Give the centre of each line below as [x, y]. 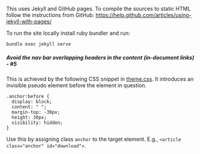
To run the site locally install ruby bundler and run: [68, 33]
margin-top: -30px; [36, 112]
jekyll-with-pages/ [29, 21]
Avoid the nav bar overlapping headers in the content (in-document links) [100, 57]
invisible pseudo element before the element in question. [77, 85]
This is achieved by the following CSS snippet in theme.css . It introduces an [100, 79]
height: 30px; [29, 117]
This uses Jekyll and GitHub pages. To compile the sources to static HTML [98, 9]
